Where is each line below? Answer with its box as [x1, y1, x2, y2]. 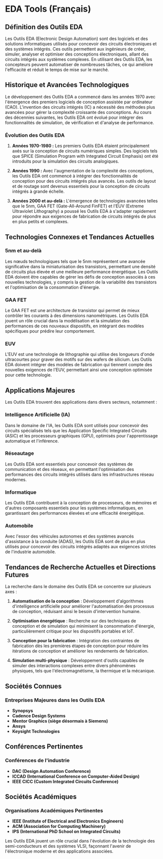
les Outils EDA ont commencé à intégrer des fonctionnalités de [12, 173, 138, 179]
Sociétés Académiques [5, 792, 77, 801]
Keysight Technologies [12, 728, 60, 734]
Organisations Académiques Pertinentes [5, 807, 103, 814]
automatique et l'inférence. [5, 438, 59, 444]
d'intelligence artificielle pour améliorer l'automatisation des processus [12, 603, 154, 609]
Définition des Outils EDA [5, 23, 83, 31]
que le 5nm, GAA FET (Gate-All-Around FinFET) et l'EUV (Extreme [12, 203, 144, 209]
